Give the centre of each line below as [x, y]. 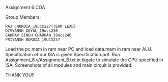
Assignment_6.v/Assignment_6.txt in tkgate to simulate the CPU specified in [85, 60]
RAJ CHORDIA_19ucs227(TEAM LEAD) [41, 26]
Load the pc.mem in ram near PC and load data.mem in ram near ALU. [79, 49]
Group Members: [23, 17]
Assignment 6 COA [25, 7]
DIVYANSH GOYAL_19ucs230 [32, 31]
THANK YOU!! [20, 75]
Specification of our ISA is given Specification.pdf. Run [63, 54]
